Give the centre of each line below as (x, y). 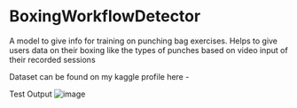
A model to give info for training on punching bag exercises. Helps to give (143, 41)
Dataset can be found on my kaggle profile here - (99, 76)
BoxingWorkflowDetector (105, 16)
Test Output (31, 94)
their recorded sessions (52, 59)
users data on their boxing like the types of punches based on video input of (148, 50)
